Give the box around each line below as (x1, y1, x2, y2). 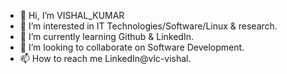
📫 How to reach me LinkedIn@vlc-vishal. (19, 53, 192, 64)
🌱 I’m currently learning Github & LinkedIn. (19, 31, 195, 42)
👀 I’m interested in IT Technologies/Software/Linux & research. (19, 20, 278, 32)
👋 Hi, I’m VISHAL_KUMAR (19, 10, 125, 21)
